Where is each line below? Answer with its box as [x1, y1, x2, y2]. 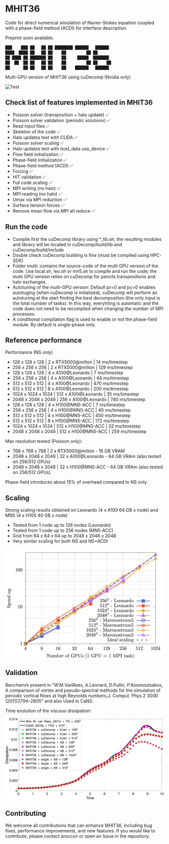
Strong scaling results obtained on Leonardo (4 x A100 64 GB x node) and [5, 507, 158, 513]
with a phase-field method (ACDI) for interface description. [5, 25, 127, 31]
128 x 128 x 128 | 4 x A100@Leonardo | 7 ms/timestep [12, 370, 124, 376]
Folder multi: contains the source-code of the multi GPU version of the [12, 262, 158, 269]
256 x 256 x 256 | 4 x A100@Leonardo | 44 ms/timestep [12, 375, 129, 381]
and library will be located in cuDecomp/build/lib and [12, 241, 122, 247]
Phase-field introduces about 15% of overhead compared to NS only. [5, 479, 148, 485]
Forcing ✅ [12, 168, 34, 174]
